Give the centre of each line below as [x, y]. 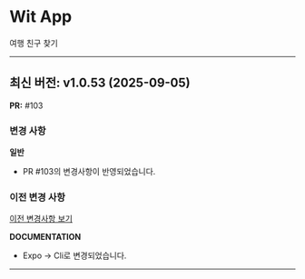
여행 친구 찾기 [34, 43]
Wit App [41, 17]
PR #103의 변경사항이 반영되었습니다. [89, 172]
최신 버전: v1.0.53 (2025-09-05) [100, 83]
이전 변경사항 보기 [41, 219]
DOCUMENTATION [45, 237]
